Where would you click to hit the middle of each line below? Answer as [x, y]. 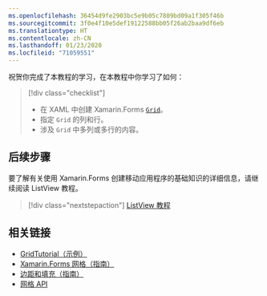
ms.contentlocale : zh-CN [50, 38]
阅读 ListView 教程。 [49, 188]
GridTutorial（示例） [53, 253]
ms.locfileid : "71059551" [51, 53]
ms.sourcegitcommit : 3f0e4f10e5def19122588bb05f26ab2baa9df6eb [116, 23]
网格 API [34, 284]
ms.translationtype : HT [48, 30]
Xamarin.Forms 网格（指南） [67, 264]
